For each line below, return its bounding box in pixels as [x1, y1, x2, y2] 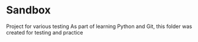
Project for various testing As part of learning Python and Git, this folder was [6, 23, 192, 30]
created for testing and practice [6, 29, 83, 36]
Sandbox [6, 3, 51, 17]
